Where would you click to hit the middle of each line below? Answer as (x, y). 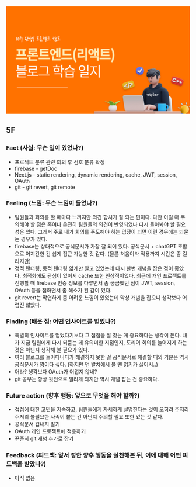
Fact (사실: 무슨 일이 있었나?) (45, 148)
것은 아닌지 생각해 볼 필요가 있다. (52, 350)
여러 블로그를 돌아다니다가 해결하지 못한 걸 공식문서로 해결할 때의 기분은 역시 (102, 357)
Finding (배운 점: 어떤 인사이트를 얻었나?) (61, 321)
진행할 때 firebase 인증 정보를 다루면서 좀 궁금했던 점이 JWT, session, (95, 283)
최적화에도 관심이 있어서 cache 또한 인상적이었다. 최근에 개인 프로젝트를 (104, 275)
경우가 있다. (34, 239)
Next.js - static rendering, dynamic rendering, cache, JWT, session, (96, 175)
